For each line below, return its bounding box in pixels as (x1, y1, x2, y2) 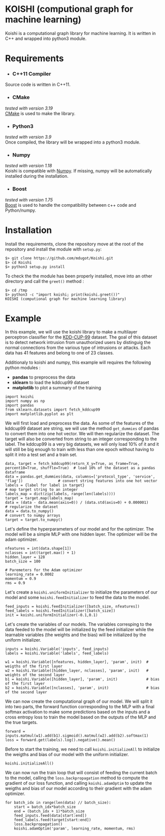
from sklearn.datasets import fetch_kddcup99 (5, 407, 100, 413)
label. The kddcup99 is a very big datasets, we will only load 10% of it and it (5, 441, 159, 447)
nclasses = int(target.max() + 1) (5, 550, 76, 556)
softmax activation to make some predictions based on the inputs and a (5, 709, 150, 715)
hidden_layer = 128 (5, 555, 45, 560)
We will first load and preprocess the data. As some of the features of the (5, 420, 154, 426)
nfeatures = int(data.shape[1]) (5, 546, 71, 551)
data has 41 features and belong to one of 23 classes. (5, 350, 114, 356)
